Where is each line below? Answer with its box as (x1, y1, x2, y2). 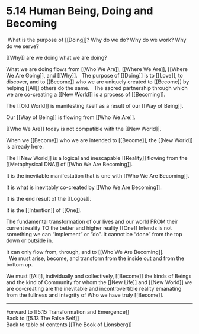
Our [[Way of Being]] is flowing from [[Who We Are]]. (6, 114, 136, 121)
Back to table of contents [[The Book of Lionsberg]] (6, 321, 132, 328)
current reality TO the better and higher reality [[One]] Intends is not (6, 224, 172, 232)
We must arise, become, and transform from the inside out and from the (8, 255, 185, 262)
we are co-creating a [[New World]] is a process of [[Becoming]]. (6, 91, 166, 98)
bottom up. (6, 261, 33, 268)
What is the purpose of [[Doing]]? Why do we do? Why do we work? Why (7, 36, 187, 43)
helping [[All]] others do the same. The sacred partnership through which (6, 84, 188, 91)
